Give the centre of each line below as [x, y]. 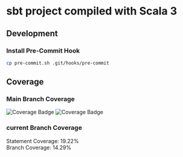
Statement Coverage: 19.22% [43, 141]
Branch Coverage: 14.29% [39, 147]
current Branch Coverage [44, 128]
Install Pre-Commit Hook [43, 51]
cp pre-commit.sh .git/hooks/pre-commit [58, 63]
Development [32, 34]
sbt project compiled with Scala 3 [92, 11]
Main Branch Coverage [40, 99]
